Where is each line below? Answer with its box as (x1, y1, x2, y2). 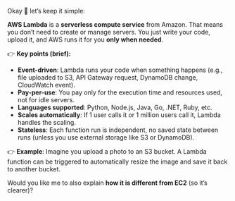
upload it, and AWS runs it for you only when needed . (7, 35, 164, 44)
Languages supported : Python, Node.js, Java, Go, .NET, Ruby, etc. (17, 103, 212, 111)
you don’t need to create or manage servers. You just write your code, (7, 28, 211, 36)
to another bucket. (7, 165, 61, 173)
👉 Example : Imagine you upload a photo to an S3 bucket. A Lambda (7, 147, 207, 155)
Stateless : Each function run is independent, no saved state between (17, 126, 219, 134)
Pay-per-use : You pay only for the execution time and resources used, (17, 88, 223, 97)
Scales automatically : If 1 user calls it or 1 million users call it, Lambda (17, 111, 221, 119)
